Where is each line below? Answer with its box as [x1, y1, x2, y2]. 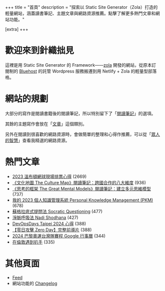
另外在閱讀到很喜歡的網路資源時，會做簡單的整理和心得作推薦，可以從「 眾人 [5, 131, 160, 137]
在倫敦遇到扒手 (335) [12, 239, 55, 245]
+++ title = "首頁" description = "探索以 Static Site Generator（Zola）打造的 [5, 4, 158, 10]
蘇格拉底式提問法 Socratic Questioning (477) [12, 208, 103, 214]
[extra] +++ [5, 26, 28, 32]
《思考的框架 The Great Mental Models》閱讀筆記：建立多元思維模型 [12, 186, 151, 192]
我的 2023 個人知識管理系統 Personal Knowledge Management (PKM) [12, 197, 153, 203]
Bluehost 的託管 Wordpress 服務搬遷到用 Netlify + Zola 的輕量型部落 [19, 68, 157, 74]
